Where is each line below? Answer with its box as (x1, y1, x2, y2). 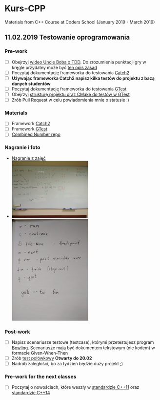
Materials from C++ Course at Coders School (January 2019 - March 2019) (4, 19, 155, 25)
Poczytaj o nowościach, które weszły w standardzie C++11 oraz (11, 384, 140, 390)
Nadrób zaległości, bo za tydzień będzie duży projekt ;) (11, 361, 123, 367)
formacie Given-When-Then (11, 350, 68, 356)
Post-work (4, 328, 30, 335)
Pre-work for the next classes (4, 373, 77, 380)
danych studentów (11, 81, 51, 86)
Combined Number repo (11, 131, 60, 137)
